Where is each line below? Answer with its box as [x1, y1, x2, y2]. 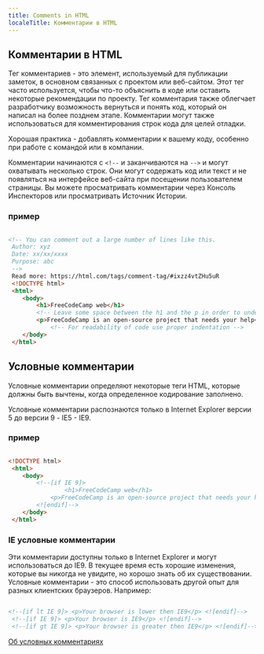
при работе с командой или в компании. [8, 142, 144, 152]
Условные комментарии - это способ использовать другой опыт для [8, 578, 240, 587]
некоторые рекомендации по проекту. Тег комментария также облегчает [8, 94, 256, 103]
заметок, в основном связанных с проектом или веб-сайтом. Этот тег [8, 77, 245, 87]
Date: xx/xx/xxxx [11, 250, 68, 258]
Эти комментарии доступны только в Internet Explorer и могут [8, 552, 218, 562]
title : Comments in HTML [8, 11, 90, 20]
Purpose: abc [11, 257, 55, 266]
